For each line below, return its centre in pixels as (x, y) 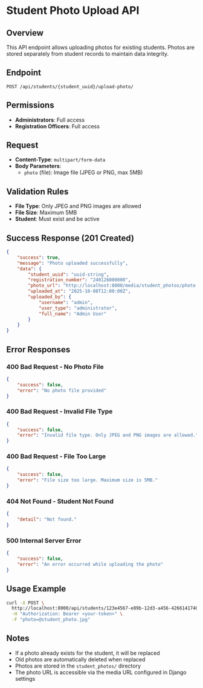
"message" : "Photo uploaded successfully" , (73, 263)
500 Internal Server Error (44, 540)
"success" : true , (39, 258)
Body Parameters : (38, 166)
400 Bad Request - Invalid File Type (60, 412)
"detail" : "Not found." (47, 520)
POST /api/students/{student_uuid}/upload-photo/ (70, 86)
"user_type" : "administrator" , (78, 308)
